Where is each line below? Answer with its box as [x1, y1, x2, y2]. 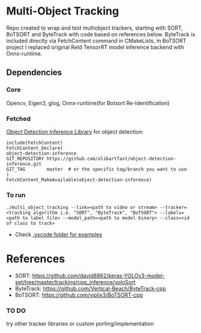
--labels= [159, 210, 185, 216]
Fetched [6, 114, 31, 123]
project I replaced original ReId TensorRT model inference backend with [6, 44, 185, 51]
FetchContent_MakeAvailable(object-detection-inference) [6, 176, 152, 183]
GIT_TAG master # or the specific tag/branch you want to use [6, 166, 187, 172]
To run [6, 190, 26, 199]
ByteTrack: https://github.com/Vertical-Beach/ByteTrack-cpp [14, 285, 167, 293]
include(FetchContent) [6, 140, 63, 146]
